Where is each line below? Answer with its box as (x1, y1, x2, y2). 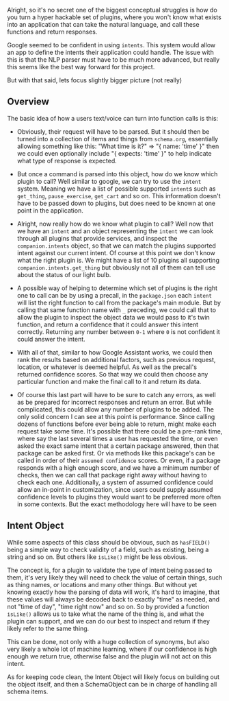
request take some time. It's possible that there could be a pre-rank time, (16, 427, 223, 435)
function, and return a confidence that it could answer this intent (16, 320, 199, 329)
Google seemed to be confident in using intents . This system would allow (7, 41, 216, 49)
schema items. (7, 687, 49, 696)
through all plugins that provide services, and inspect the (16, 234, 178, 242)
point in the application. (16, 206, 83, 215)
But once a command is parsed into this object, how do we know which (16, 169, 218, 178)
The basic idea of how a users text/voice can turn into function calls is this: (7, 114, 219, 122)
